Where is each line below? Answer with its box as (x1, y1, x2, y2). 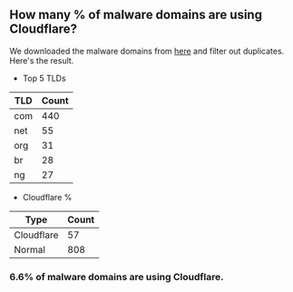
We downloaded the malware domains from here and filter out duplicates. (9, 45, 285, 56)
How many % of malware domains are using (9, 7, 263, 23)
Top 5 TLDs (22, 73, 66, 83)
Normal (14, 243, 45, 256)
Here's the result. (9, 54, 74, 66)
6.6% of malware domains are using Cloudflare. (9, 270, 224, 283)
